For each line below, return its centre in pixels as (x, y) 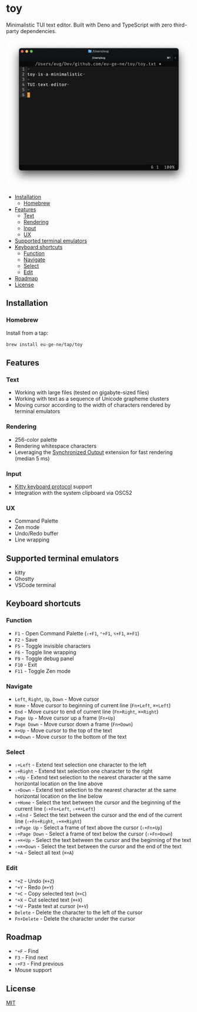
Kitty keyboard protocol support (53, 487)
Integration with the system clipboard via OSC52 (73, 492)
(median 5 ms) (32, 458)
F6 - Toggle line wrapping (45, 652)
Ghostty (24, 579)
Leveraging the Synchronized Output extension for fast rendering (94, 452)
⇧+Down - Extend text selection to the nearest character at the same (95, 790)
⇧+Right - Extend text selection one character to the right (84, 771)
